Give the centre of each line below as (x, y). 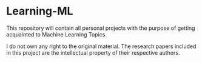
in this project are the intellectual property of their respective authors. (93, 52)
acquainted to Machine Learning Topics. (57, 34)
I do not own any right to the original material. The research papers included (101, 46)
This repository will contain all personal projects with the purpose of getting (101, 28)
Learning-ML (40, 11)
